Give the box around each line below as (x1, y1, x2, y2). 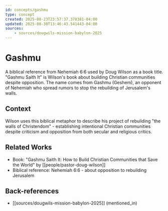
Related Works (5, 143, 52, 152)
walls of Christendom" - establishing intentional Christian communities (5, 123, 151, 129)
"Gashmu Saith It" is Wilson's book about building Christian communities (5, 74, 155, 80)
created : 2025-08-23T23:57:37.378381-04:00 (5, 17, 98, 22)
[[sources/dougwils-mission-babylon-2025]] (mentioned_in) (12, 200, 137, 206)
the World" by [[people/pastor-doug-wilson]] (12, 161, 106, 168)
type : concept (5, 12, 35, 17)
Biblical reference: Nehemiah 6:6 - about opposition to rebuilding (12, 167, 147, 173)
